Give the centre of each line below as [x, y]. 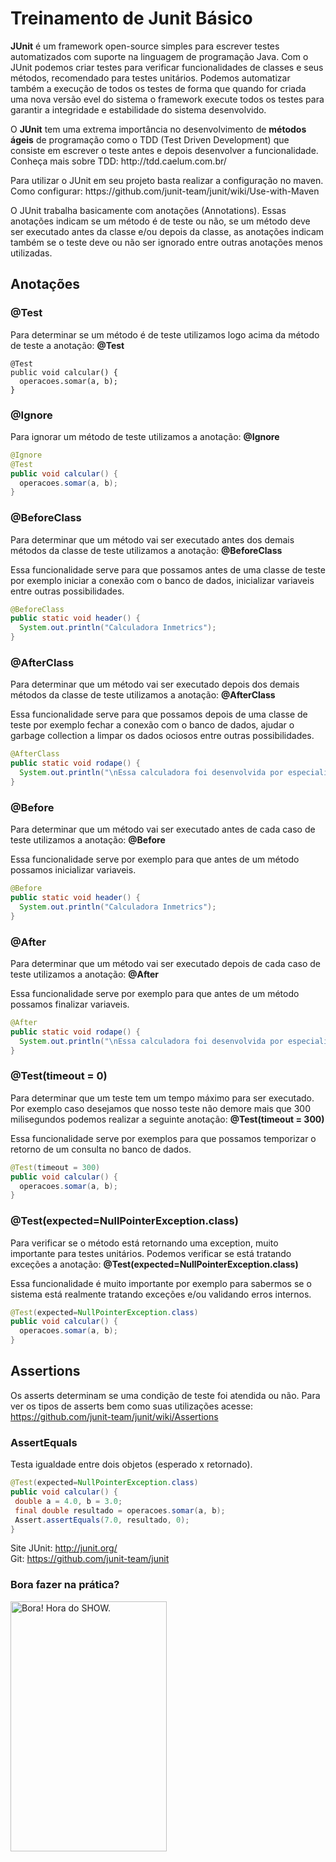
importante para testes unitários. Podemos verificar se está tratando [151, 1253]
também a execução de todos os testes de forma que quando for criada [158, 88]
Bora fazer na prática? [65, 1585]
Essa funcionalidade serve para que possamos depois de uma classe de [159, 714]
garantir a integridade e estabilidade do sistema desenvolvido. [138, 109]
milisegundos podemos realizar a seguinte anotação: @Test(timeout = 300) [167, 1119]
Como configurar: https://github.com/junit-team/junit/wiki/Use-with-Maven [165, 191]
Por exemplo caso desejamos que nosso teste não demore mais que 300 [160, 1108]
